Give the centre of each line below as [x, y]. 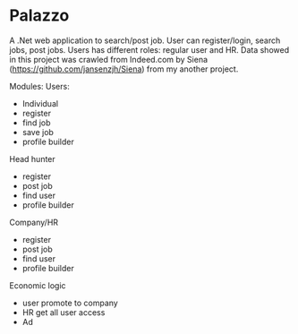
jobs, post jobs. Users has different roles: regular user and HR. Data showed [149, 49]
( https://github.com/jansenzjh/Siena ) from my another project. [124, 69]
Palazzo [39, 16]
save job [38, 132]
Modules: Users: [39, 86]
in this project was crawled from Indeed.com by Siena [109, 59]
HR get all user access [64, 312]
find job [36, 123]
